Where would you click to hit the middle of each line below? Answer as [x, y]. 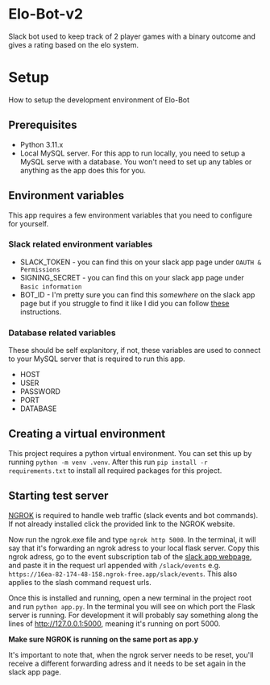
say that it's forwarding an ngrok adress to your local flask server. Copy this [134, 548]
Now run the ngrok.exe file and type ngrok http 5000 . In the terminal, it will [132, 539]
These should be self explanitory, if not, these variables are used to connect [135, 351]
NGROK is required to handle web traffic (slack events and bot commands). [133, 515]
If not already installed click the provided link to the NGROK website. [122, 524]
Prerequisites [43, 125]
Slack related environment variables [81, 244]
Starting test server [58, 496]
